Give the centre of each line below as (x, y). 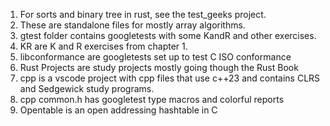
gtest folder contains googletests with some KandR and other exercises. (168, 35)
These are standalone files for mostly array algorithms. (132, 25)
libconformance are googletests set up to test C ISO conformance (155, 57)
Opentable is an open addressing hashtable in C (118, 110)
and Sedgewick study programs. (87, 88)
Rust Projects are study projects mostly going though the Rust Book (159, 67)
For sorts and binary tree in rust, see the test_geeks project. (143, 14)
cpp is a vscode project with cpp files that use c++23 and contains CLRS (170, 78)
